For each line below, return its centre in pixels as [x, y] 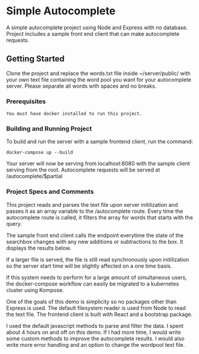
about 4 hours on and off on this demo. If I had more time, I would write [94, 332]
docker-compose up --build [40, 153]
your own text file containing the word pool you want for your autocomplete [99, 79]
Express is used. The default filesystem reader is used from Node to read [96, 308]
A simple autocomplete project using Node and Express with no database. [97, 27]
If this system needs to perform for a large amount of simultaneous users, [97, 277]
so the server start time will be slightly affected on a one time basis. [89, 266]
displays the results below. [39, 248]
